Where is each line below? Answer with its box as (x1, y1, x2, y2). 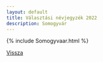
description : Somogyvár (6, 20, 67, 26)
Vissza (6, 49, 23, 56)
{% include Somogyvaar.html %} (6, 37, 89, 45)
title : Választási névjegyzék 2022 (6, 15, 97, 21)
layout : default (6, 9, 48, 15)
